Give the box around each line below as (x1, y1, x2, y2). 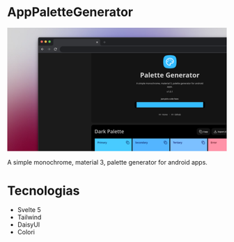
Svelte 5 (17, 206, 41, 214)
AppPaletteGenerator (7, 4, 134, 20)
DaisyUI (17, 220, 40, 229)
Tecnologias (7, 183, 80, 199)
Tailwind (17, 213, 42, 222)
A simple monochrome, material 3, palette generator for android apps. (7, 158, 208, 167)
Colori (17, 228, 36, 236)
